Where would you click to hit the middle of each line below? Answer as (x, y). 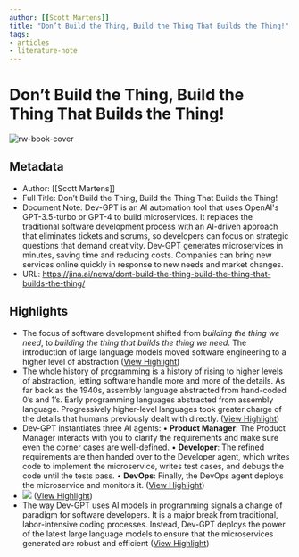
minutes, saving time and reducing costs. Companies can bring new (147, 255)
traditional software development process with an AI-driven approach (150, 226)
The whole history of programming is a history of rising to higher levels (153, 371)
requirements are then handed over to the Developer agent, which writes (156, 456)
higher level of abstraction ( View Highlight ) (101, 361)
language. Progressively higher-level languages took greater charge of (152, 409)
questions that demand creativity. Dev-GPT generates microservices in (153, 245)
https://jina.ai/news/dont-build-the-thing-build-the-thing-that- (157, 274)
